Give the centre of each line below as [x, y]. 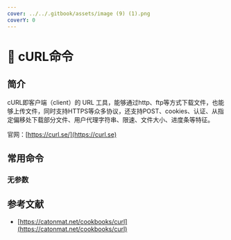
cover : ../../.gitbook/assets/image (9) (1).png [79, 14]
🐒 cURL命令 [41, 57]
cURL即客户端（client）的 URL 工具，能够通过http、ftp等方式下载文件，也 [113, 102]
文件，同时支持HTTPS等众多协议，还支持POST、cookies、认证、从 [122, 111]
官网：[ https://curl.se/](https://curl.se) [62, 134]
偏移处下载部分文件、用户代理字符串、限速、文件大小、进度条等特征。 [113, 119]
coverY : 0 [22, 20]
